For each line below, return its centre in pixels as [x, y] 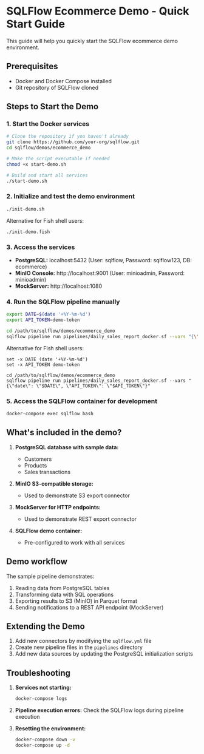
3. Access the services [41, 247]
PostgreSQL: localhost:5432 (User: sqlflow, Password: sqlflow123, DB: [104, 260]
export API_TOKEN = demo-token [43, 320]
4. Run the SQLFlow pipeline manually [63, 302]
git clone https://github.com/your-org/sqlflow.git [73, 142]
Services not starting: [43, 688]
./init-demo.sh [25, 209]
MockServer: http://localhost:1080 [59, 286]
